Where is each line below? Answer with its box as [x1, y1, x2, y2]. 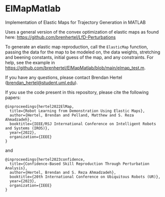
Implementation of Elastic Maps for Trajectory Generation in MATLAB [5, 19, 146, 25]
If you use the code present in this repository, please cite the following [5, 89, 149, 95]
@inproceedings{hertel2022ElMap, [5, 104, 74, 109]
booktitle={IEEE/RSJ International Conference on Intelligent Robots [9, 121, 156, 126]
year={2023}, [9, 179, 37, 184]
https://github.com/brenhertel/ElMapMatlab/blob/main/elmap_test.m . [5, 65, 146, 71]
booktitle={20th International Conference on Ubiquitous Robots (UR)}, [9, 174, 161, 179]
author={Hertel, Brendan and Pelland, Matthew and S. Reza [9, 112, 134, 118]
